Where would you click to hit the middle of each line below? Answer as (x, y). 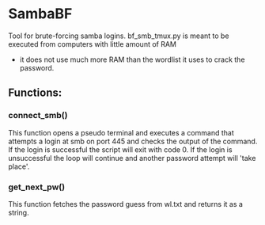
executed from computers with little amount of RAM (92, 44)
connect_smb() (38, 116)
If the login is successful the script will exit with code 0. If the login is (120, 149)
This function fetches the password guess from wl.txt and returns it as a (126, 204)
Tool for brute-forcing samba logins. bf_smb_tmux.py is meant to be (119, 36)
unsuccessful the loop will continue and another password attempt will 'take (132, 158)
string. (19, 212)
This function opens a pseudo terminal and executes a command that (121, 132)
